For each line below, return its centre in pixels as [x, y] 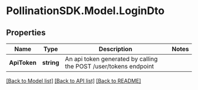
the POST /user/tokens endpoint [109, 66]
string [51, 63]
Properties [26, 33]
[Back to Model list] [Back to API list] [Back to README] [74, 81]
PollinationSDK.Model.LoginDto [85, 11]
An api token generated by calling [111, 59]
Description [115, 49]
